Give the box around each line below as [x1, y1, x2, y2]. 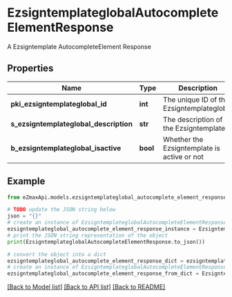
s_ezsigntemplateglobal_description [10, 119, 133, 129]
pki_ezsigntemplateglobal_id [10, 99, 107, 109]
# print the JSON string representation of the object [7, 232, 168, 239]
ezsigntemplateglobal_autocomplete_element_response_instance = [7, 226, 196, 233]
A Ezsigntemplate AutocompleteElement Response [7, 42, 152, 51]
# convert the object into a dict [7, 251, 107, 258]
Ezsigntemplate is [163, 143, 221, 153]
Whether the [163, 134, 204, 144]
